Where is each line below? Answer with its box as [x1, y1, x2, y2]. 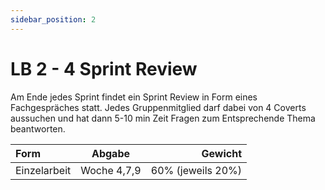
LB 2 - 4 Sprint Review [10, 57, 198, 80]
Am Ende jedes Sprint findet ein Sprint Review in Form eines [10, 91, 258, 103]
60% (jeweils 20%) [150, 163, 243, 177]
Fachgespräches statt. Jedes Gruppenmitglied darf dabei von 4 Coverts [10, 101, 307, 113]
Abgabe [91, 146, 131, 160]
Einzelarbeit [15, 163, 72, 177]
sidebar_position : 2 [10, 14, 97, 25]
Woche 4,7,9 [80, 163, 142, 177]
